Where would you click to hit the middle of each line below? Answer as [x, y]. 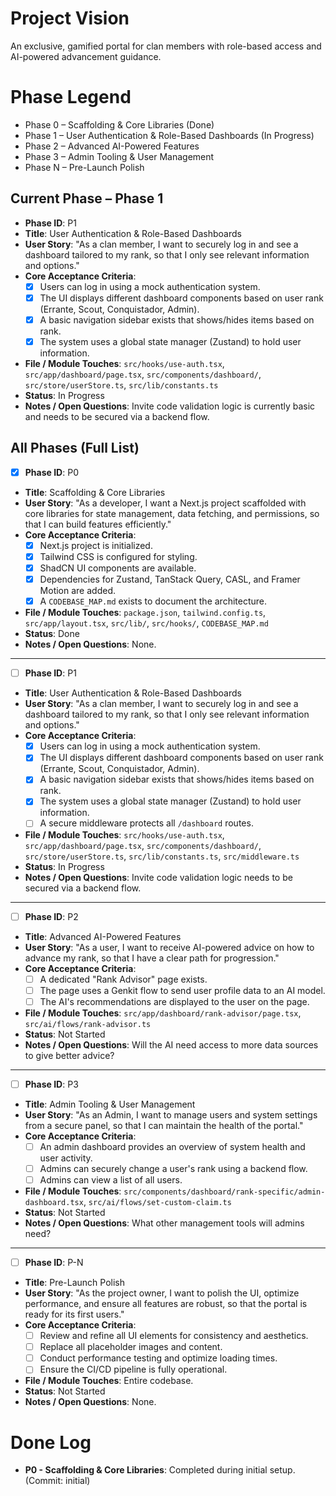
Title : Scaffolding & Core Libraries [95, 492]
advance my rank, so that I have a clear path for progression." [152, 958]
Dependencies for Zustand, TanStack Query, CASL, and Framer [170, 579]
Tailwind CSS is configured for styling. [118, 556]
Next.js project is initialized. [96, 545]
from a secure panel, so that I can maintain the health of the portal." [164, 1125]
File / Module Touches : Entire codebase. [109, 1381]
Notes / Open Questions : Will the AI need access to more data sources [171, 1044]
